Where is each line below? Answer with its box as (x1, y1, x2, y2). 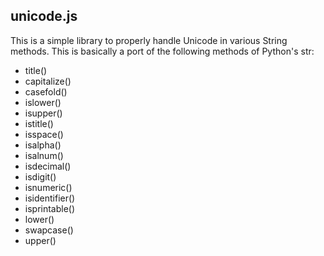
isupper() (24, 107, 63, 119)
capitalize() (24, 75, 72, 87)
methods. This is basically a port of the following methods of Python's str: (10, 45, 315, 57)
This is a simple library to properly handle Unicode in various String (10, 34, 288, 46)
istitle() (24, 117, 54, 129)
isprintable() (24, 202, 76, 214)
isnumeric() (24, 181, 73, 193)
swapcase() (24, 224, 74, 236)
